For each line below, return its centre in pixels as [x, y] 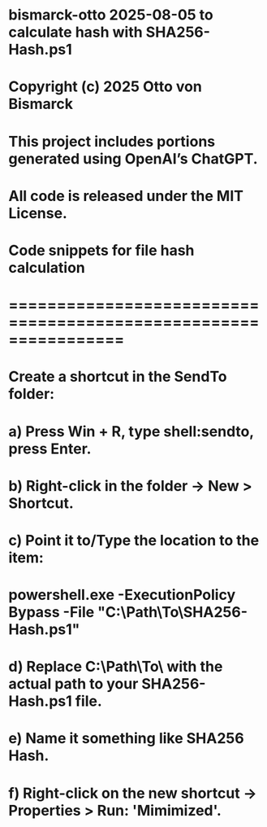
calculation [47, 267]
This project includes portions [112, 141]
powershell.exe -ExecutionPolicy [122, 595]
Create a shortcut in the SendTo [118, 377]
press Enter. [50, 449]
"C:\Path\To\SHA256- [172, 613]
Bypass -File [52, 613]
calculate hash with [76, 32]
